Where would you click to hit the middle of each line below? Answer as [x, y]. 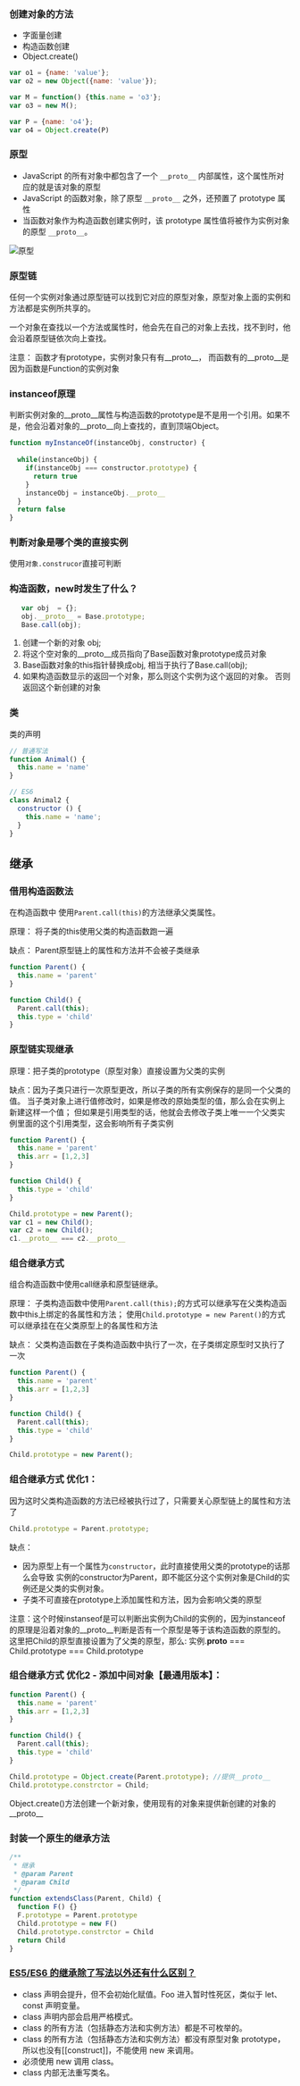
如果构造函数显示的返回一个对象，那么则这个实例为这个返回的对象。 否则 [156, 676]
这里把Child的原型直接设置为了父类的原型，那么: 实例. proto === [127, 1640]
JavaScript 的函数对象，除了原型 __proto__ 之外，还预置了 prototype [149, 197]
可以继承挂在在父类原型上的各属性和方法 [83, 1326]
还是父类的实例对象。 [69, 1588]
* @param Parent [43, 1873]
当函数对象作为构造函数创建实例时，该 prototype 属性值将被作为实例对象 [156, 220]
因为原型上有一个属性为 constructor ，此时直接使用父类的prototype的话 [152, 1566]
